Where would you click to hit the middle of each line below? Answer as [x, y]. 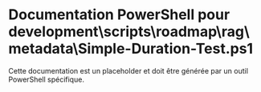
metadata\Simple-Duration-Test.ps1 [131, 49]
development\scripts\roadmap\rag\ [129, 32]
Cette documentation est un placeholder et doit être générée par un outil [128, 70]
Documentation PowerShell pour [119, 15]
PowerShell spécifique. [46, 79]
